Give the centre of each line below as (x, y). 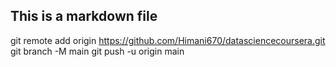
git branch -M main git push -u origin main (97, 51)
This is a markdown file (84, 16)
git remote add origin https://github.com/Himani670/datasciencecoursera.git (168, 40)
